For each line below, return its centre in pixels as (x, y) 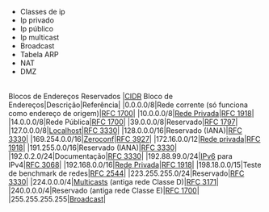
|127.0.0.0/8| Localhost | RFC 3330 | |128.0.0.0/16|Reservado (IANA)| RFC (125, 131)
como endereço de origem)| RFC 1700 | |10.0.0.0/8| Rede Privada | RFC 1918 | (131, 113)
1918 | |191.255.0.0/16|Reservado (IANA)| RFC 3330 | (93, 148)
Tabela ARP (39, 54)
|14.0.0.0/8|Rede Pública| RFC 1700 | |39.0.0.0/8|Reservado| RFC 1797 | (123, 122)
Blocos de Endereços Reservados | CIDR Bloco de (91, 96)
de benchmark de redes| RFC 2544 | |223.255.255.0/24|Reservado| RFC (126, 173)
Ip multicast (40, 37)
